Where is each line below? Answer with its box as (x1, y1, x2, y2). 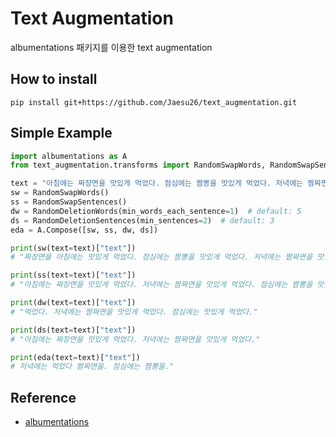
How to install (10, 71, 98, 88)
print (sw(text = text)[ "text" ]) (10, 243, 137, 253)
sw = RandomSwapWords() (10, 188, 110, 198)
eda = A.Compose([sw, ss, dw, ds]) (10, 225, 159, 235)
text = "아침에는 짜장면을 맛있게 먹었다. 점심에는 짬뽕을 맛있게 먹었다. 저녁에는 (10, 178, 304, 189)
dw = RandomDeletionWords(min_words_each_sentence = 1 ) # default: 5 (10, 206, 302, 216)
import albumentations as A (10, 151, 128, 161)
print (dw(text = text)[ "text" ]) (10, 298, 137, 308)
